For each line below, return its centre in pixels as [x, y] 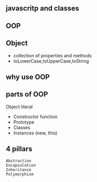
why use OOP [28, 77]
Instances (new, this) [35, 133]
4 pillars [19, 149]
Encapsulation [21, 165]
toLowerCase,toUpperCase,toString [51, 61]
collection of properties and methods [52, 55]
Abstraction [18, 161]
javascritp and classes [42, 8]
